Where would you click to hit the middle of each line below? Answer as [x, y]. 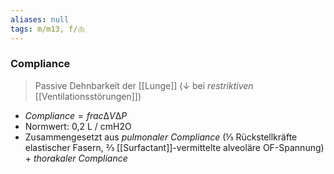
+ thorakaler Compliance [76, 158]
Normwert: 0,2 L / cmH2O [78, 126]
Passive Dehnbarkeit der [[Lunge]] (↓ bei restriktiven [144, 85]
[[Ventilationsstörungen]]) [88, 96]
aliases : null [40, 19]
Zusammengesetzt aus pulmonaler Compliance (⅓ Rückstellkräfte [161, 137]
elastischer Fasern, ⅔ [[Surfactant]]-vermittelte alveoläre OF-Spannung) [174, 147]
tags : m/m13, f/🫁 [48, 29]
